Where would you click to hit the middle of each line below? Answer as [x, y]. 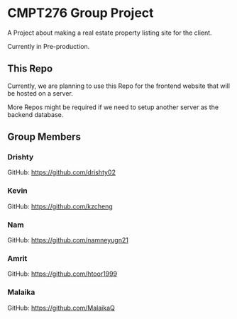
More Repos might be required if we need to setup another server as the [113, 107]
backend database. [35, 114]
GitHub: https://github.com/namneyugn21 [68, 240]
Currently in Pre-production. [49, 46]
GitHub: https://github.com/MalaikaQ [61, 308]
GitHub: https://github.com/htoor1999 [62, 274]
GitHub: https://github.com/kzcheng [60, 206]
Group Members [44, 137]
